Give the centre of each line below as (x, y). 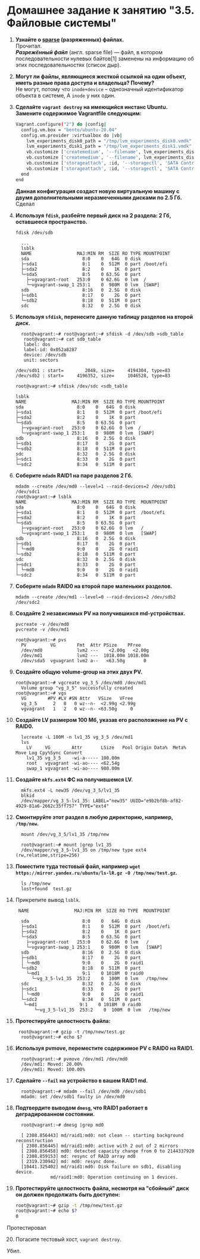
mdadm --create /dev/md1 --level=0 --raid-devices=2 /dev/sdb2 (96, 597)
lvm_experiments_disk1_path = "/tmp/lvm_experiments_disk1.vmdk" (109, 147)
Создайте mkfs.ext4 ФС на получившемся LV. (74, 779)
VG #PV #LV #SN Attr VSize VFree (77, 698)
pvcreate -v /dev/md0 (42, 624)
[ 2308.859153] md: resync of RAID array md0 (78, 1156)
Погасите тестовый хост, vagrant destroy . (68, 1239)
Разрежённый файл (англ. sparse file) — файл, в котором (89, 52)
